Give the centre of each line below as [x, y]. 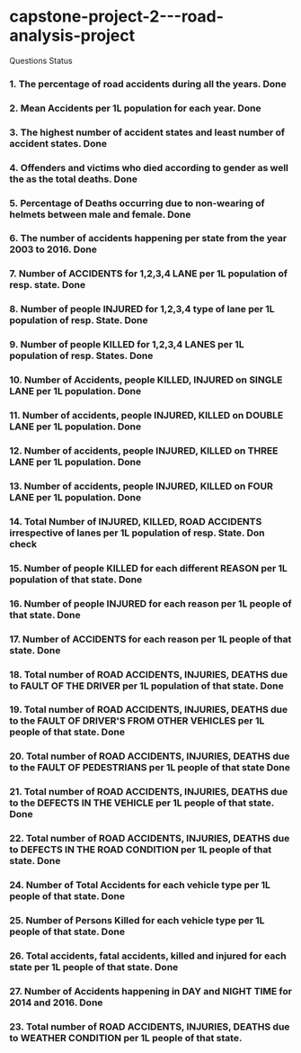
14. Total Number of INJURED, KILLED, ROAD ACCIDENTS [136, 521]
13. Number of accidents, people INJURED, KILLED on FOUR [142, 486]
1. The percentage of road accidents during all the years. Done [148, 84]
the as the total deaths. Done [73, 179]
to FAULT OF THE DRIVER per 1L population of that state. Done [147, 686]
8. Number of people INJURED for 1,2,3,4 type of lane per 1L [142, 310]
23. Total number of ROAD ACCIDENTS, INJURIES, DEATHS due [150, 1026]
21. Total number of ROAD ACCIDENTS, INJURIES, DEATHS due [149, 792]
